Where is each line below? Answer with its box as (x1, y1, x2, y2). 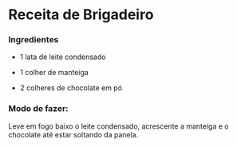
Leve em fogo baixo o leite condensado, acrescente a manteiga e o (8, 121, 229, 131)
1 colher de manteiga (19, 68, 89, 77)
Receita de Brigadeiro (8, 6, 154, 24)
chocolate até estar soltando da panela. (8, 129, 139, 139)
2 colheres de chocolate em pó (19, 83, 122, 93)
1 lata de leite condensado (19, 52, 106, 62)
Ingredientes (8, 34, 59, 46)
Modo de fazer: (8, 103, 69, 114)
